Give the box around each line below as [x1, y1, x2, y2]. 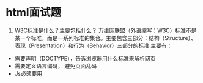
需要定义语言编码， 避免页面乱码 [14, 62, 97, 70]
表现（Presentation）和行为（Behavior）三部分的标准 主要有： [14, 42, 172, 49]
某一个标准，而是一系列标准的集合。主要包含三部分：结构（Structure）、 [14, 34, 196, 41]
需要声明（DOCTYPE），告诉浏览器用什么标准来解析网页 [14, 55, 156, 62]
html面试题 [6, 5, 62, 19]
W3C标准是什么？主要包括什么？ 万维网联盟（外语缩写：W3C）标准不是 [14, 27, 197, 34]
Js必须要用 [14, 70, 43, 77]
